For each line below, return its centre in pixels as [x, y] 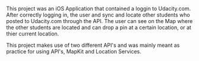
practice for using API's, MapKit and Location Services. [74, 52]
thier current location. [33, 34]
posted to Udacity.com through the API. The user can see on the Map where [99, 21]
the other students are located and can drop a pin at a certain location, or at [99, 27]
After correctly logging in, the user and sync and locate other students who [98, 15]
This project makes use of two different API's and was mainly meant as [93, 45]
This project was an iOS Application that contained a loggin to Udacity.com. [99, 9]
